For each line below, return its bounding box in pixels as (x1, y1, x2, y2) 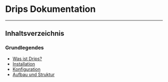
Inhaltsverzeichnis (5, 29, 64, 38)
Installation (12, 61, 35, 67)
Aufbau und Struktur (12, 71, 55, 78)
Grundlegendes (5, 44, 44, 51)
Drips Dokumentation (5, 3, 96, 15)
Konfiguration (12, 66, 41, 72)
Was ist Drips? (12, 56, 42, 62)
